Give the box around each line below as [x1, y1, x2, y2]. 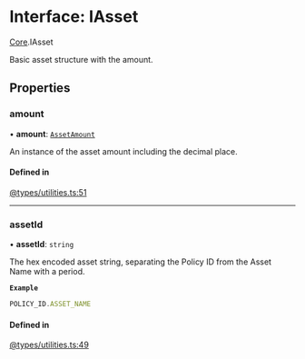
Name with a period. [9, 266, 85, 277]
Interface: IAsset [9, 6, 139, 27]
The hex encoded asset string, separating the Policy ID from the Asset [9, 256, 272, 267]
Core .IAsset [9, 36, 54, 47]
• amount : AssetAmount [9, 128, 95, 139]
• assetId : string [9, 239, 74, 250]
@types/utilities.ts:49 [9, 339, 89, 351]
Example [9, 284, 39, 293]
